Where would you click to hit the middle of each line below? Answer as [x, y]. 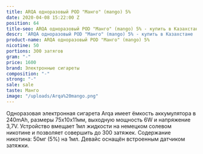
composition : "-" [28, 74]
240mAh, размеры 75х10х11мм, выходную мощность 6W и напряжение [98, 120]
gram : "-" [19, 57]
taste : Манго [23, 91]
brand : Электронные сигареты [43, 68]
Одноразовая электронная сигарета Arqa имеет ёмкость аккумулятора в [101, 113]
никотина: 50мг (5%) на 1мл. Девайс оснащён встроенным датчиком [96, 139]
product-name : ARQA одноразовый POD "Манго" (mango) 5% [78, 40]
